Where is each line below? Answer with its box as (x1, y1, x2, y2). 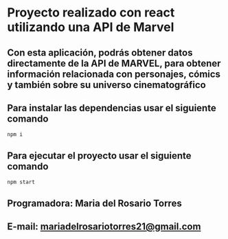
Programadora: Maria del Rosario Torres (7, 197, 182, 209)
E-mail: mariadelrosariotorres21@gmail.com (7, 220, 201, 232)
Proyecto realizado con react (7, 5, 175, 21)
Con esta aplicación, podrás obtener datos (7, 47, 193, 58)
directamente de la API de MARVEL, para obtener (7, 57, 221, 69)
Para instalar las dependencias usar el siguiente (7, 102, 216, 114)
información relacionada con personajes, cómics (7, 68, 221, 80)
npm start (7, 179, 36, 186)
